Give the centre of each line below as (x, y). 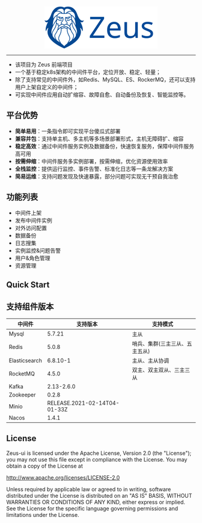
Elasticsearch (25, 360)
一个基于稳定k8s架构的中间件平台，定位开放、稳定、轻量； (88, 72)
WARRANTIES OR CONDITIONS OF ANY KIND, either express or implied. (96, 502)
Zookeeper (22, 395)
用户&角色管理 (32, 258)
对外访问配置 (31, 228)
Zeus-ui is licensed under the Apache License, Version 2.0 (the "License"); (99, 453)
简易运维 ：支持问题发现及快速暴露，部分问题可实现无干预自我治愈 (96, 176)
